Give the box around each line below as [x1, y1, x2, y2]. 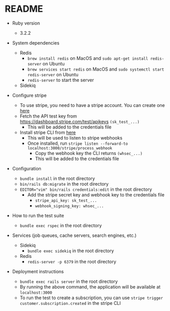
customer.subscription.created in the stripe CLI [19, 300, 121, 306]
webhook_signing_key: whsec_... [35, 203, 104, 209]
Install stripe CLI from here [19, 129, 76, 136]
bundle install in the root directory [19, 175, 95, 182]
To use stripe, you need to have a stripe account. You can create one [19, 102, 165, 108]
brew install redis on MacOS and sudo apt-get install [27, 55, 149, 61]
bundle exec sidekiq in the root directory [27, 248, 114, 254]
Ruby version [12, 20, 40, 26]
